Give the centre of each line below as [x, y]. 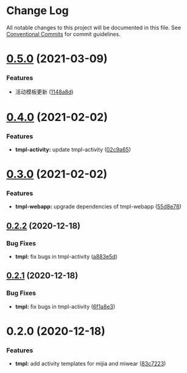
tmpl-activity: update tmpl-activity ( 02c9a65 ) [73, 149]
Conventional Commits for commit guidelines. [63, 34]
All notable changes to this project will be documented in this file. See [94, 28]
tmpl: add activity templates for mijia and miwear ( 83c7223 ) [90, 364]
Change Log [37, 11]
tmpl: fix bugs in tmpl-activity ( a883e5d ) [66, 257]
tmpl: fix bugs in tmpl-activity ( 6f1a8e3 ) [65, 306]
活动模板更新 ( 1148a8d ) [44, 92]
